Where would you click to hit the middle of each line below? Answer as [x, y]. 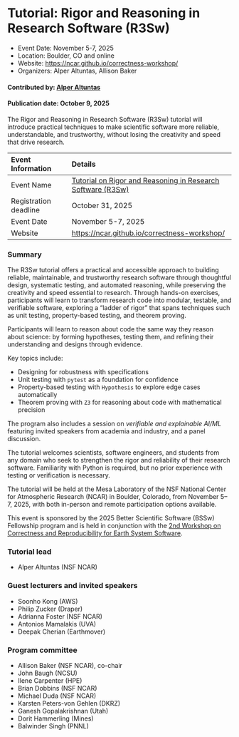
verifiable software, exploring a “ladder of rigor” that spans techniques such [119, 308]
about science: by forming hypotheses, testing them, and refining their [111, 337]
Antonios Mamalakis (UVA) [57, 624]
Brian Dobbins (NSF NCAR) [57, 688]
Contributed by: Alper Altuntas [54, 87]
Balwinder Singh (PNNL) [53, 726]
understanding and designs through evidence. [75, 344]
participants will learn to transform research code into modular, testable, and [119, 300]
